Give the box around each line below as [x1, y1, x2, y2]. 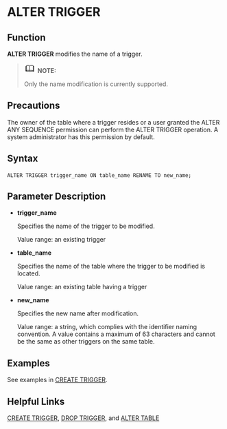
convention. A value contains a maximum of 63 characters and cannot [16, 330, 216, 338]
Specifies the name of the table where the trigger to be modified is [16, 262, 206, 271]
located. [16, 269, 40, 278]
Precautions [7, 100, 60, 112]
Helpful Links [7, 395, 65, 407]
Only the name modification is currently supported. [23, 80, 168, 88]
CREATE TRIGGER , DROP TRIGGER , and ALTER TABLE [7, 414, 160, 422]
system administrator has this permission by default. [7, 132, 156, 141]
